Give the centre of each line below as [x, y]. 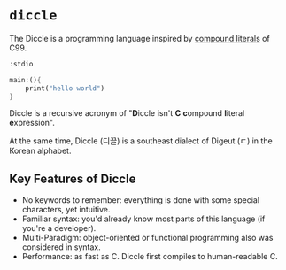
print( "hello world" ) [65, 88]
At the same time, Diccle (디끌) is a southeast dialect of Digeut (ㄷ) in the [141, 141]
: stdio [21, 64]
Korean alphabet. [40, 151]
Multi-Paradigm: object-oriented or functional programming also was [147, 238]
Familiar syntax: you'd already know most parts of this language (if [143, 219]
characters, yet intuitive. [66, 210]
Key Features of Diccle [73, 178]
